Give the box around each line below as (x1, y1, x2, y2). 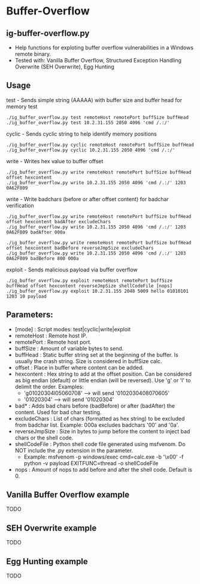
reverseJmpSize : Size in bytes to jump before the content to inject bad (14, 427, 190, 435)
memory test (6, 103, 38, 110)
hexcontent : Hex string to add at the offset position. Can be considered (14, 370, 192, 378)
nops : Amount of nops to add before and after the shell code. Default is (14, 466, 193, 473)
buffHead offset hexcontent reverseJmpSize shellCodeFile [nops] (6, 283, 172, 289)
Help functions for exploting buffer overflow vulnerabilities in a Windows (14, 44, 193, 51)
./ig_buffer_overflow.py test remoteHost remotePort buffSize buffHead (6, 114, 189, 121)
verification (6, 202, 34, 209)
